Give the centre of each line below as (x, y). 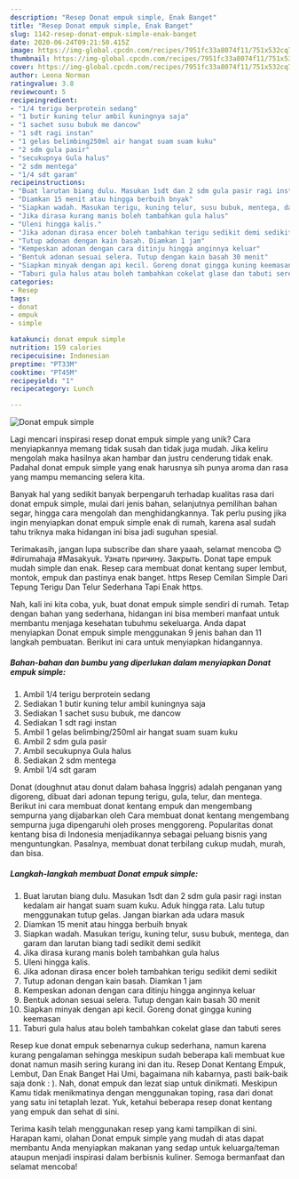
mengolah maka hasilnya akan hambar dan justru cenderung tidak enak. (142, 458)
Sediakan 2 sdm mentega (69, 760)
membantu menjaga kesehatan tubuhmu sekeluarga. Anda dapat (128, 623)
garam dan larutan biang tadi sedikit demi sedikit (112, 943)
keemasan (42, 1019)
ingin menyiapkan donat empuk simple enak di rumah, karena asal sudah (143, 523)
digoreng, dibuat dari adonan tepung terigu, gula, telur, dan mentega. (136, 797)
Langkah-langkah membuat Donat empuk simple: (104, 873)
